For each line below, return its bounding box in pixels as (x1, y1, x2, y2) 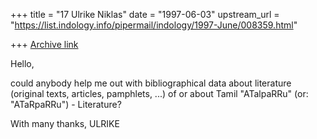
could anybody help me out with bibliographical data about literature (10, 77, 292, 89)
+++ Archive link (10, 39, 79, 50)
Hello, (10, 58, 35, 69)
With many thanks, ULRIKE (10, 118, 120, 129)
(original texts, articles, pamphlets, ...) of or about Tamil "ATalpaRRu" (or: (10, 88, 309, 99)
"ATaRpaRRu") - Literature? (10, 99, 122, 110)
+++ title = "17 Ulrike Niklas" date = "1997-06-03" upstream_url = (10, 9, 280, 20)
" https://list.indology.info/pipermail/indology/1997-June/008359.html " (10, 19, 298, 31)
